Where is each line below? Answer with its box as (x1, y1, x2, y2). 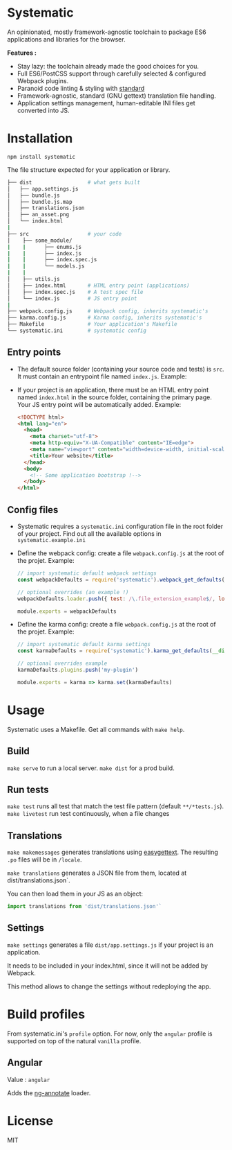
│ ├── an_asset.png (7, 211, 70, 218)
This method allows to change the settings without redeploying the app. (7, 982, 211, 991)
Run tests (7, 783, 49, 795)
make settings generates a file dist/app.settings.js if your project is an (7, 941, 214, 949)
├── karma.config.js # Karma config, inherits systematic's (7, 314, 202, 322)
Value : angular (7, 1075, 50, 1083)
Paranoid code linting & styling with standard (17, 84, 145, 92)
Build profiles (7, 1007, 85, 1022)
